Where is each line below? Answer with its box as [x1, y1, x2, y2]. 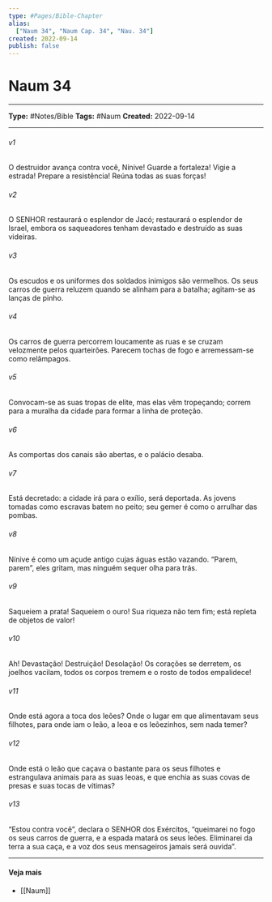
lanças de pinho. [8, 293, 64, 302]
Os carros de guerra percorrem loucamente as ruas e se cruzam [8, 336, 223, 346]
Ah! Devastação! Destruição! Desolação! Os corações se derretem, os [8, 659, 241, 669]
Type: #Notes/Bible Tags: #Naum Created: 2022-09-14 [8, 111, 196, 122]
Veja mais [8, 868, 42, 878]
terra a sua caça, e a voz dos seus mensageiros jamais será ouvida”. [8, 841, 236, 851]
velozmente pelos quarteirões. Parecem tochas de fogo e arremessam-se [8, 345, 254, 355]
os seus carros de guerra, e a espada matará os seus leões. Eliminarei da [8, 832, 253, 843]
